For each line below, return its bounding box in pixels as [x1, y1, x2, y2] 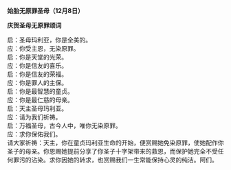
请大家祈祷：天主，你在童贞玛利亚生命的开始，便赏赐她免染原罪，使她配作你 [7, 138, 224, 147]
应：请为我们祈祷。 [7, 113, 62, 121]
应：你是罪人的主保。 [7, 79, 67, 86]
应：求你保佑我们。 [7, 130, 62, 138]
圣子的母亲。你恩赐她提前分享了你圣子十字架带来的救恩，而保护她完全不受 [7, 147, 218, 155]
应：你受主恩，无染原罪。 [7, 45, 80, 52]
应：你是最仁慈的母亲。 [7, 96, 74, 104]
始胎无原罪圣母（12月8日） [7, 7, 84, 14]
